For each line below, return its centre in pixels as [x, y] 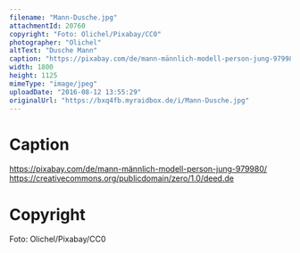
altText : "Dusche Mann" [54, 51]
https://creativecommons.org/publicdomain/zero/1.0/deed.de [122, 178]
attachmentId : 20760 [48, 26]
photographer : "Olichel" [55, 42]
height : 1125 [33, 76]
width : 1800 [31, 68]
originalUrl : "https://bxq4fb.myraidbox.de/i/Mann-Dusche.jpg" [129, 100]
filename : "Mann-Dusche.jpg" [63, 17]
